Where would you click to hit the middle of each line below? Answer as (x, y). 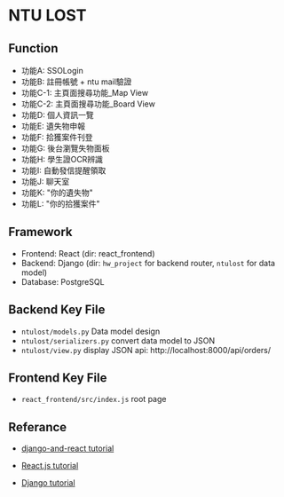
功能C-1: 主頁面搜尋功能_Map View (84, 93)
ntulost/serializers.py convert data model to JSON (118, 340)
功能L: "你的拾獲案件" (60, 204)
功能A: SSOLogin (52, 71)
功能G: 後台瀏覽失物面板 (65, 148)
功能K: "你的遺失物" (57, 193)
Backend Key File (57, 310)
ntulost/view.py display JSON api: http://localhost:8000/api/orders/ (146, 350)
